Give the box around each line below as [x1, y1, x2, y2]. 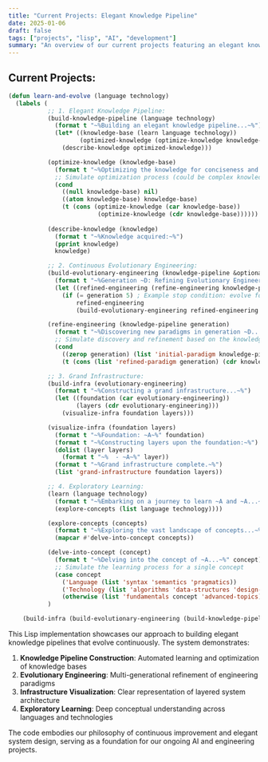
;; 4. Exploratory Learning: [47, 483, 145, 491]
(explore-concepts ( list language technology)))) [54, 504, 223, 513]
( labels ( [15, 99, 48, 108]
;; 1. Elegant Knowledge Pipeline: [47, 107, 166, 115]
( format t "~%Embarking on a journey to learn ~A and [54, 497, 238, 505]
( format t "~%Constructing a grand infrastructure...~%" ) [54, 387, 251, 395]
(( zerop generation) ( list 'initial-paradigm [61, 350, 216, 358]
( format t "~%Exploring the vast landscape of [54, 527, 213, 535]
